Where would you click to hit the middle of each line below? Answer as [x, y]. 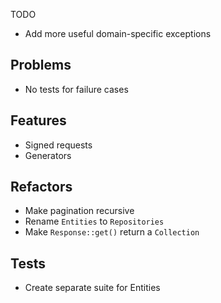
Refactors [41, 187]
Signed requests [58, 145]
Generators [48, 155]
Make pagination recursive [79, 211]
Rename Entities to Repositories [94, 221]
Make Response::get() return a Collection [112, 232]
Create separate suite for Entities [92, 288]
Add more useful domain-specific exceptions [118, 33]
